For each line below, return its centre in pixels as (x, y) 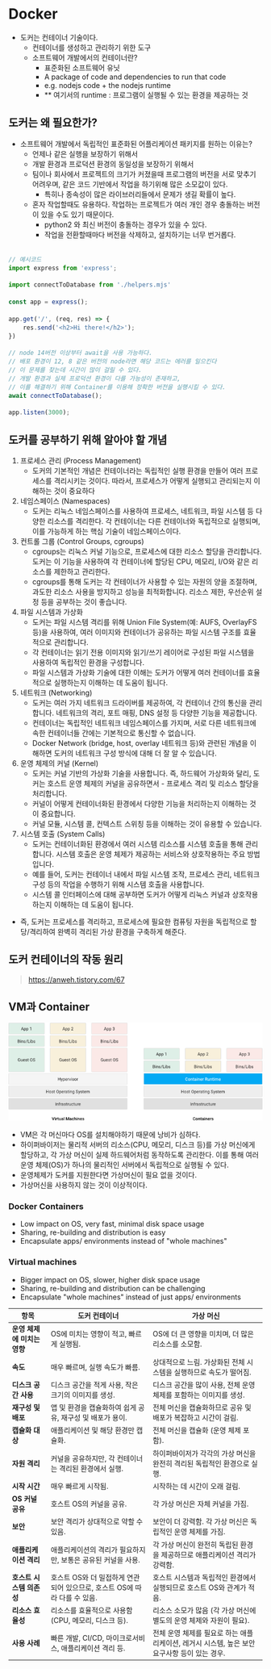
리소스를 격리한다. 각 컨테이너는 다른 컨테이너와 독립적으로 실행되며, (154, 521)
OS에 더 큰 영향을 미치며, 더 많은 (203, 1334)
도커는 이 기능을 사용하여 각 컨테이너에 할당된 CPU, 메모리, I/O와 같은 (141, 562)
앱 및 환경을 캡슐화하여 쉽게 (94, 1408)
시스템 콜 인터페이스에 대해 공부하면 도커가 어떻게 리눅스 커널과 (131, 895)
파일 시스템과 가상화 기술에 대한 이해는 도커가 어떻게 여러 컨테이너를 (139, 673)
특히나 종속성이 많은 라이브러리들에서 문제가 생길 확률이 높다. (140, 194)
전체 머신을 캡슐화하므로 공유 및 (202, 1408)
